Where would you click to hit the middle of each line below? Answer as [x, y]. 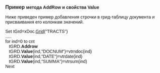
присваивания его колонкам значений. [45, 22]
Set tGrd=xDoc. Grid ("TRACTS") [37, 31]
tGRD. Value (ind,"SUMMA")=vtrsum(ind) [48, 61]
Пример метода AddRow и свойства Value [52, 7]
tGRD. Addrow [23, 46]
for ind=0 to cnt [20, 41]
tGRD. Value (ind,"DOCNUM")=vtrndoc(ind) [50, 51]
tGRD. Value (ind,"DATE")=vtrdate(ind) [46, 56]
